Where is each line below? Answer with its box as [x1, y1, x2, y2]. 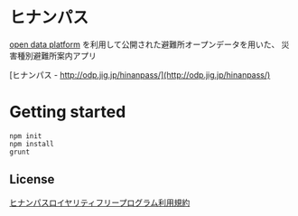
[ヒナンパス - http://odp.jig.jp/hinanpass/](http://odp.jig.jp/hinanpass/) [9, 69, 271, 80]
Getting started [9, 102, 126, 122]
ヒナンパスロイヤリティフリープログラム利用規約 [9, 197, 191, 208]
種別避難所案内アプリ [16, 50, 97, 61]
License [9, 172, 55, 187]
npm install [9, 139, 54, 148]
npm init [9, 131, 42, 140]
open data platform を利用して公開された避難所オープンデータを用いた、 [9, 39, 280, 50]
